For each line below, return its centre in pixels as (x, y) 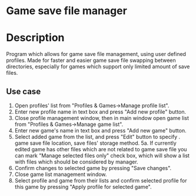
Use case (24, 92)
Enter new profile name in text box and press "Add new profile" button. (100, 112)
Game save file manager (67, 11)
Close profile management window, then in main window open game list (102, 118)
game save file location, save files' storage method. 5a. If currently (95, 143)
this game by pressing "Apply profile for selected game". (83, 187)
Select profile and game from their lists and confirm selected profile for (101, 180)
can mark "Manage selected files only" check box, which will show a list (102, 155)
